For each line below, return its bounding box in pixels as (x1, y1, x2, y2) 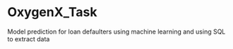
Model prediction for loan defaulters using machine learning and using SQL (7, 27, 226, 36)
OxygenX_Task (7, 4, 97, 20)
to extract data (7, 34, 50, 43)
